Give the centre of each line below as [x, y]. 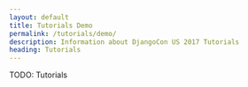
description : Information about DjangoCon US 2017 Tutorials [124, 42]
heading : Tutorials [45, 50]
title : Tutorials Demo [51, 25]
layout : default [39, 17]
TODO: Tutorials [39, 75]
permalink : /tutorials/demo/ [63, 33]
